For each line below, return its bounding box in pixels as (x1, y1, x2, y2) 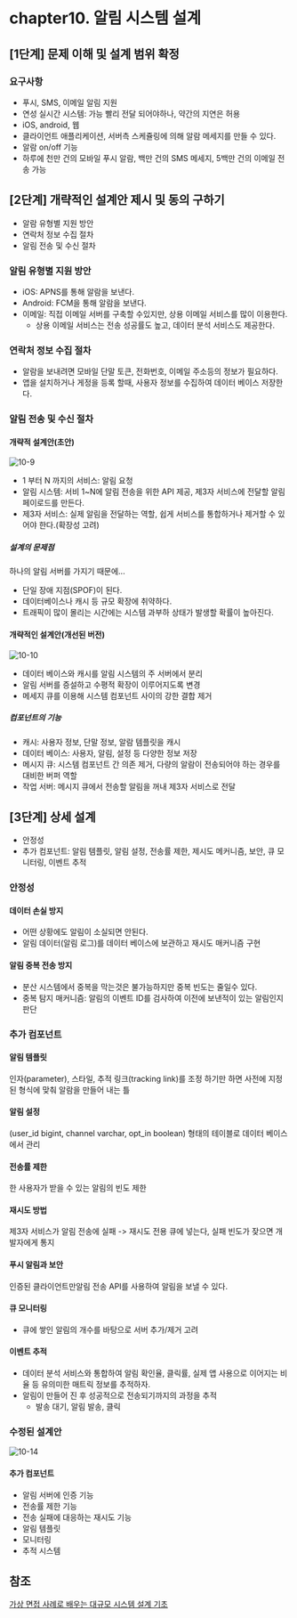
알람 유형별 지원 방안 (21, 217, 94, 228)
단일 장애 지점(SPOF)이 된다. (21, 585, 123, 596)
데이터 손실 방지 (9, 905, 64, 915)
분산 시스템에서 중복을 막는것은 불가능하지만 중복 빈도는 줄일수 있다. (21, 981, 258, 992)
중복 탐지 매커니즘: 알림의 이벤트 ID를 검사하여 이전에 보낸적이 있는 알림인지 (21, 992, 285, 1003)
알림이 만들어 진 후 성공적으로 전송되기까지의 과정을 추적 (21, 1390, 218, 1401)
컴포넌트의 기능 (9, 712, 62, 723)
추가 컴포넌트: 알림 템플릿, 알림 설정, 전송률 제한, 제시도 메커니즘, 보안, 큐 (21, 846, 276, 857)
